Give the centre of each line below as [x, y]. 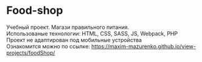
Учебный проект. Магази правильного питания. [68, 27]
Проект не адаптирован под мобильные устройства [74, 40]
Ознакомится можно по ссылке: [48, 46]
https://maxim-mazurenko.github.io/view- [143, 46]
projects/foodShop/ [31, 52]
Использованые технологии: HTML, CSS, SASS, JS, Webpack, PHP [92, 33]
